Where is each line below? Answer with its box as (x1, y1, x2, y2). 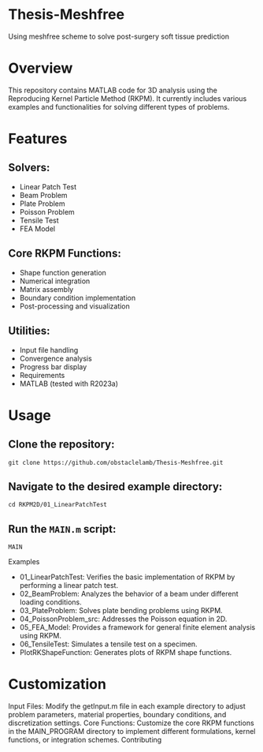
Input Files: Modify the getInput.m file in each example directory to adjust (8, 701, 246, 711)
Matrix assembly (19, 284, 74, 294)
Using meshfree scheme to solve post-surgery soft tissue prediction (8, 32, 230, 41)
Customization (8, 675, 106, 694)
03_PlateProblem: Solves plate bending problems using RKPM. (19, 606, 223, 615)
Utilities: (8, 324, 50, 338)
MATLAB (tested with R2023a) (19, 379, 119, 388)
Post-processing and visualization (19, 301, 130, 311)
